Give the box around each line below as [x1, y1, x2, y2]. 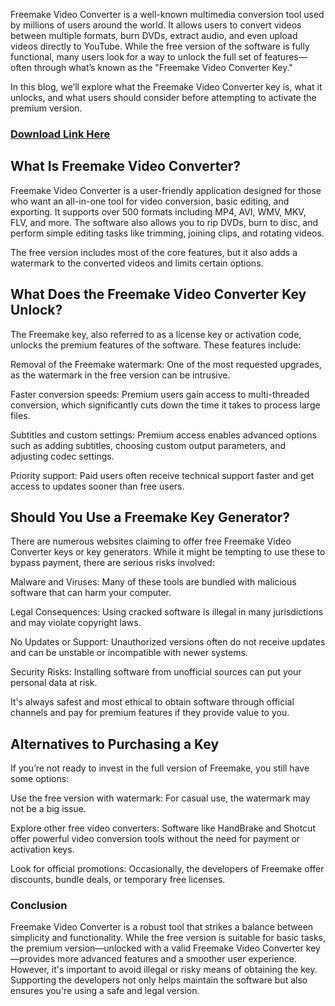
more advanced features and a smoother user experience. [57, 953, 298, 965]
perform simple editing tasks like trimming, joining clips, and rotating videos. [10, 227, 325, 239]
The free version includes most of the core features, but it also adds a [10, 246, 298, 258]
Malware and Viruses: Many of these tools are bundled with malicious [10, 576, 297, 588]
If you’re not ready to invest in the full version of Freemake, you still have [10, 762, 310, 774]
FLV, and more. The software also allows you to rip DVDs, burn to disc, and [10, 216, 319, 228]
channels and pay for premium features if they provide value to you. [10, 707, 290, 719]
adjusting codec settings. [10, 450, 115, 462]
